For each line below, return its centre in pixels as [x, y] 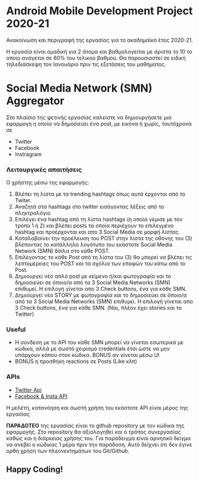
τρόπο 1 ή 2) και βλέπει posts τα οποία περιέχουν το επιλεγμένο [94, 226]
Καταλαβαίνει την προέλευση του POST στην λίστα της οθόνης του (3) [103, 239]
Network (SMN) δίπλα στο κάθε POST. [62, 251]
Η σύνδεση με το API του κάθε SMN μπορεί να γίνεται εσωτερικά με [99, 343]
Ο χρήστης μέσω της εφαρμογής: [48, 183]
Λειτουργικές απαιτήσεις [44, 170]
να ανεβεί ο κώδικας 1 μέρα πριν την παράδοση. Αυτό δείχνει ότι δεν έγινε [99, 444]
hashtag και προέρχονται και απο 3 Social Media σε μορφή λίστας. [97, 232]
